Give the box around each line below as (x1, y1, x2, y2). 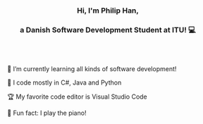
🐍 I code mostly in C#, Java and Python (6, 78, 122, 87)
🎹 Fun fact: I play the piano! (6, 108, 87, 118)
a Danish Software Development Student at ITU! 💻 (20, 25, 196, 35)
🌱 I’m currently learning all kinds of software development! (6, 65, 177, 73)
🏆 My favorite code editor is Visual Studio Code (6, 92, 148, 101)
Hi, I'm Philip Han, (76, 6, 140, 15)
